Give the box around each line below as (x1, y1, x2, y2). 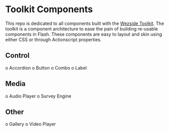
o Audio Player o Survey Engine (5, 93, 71, 99)
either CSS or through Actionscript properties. (5, 37, 102, 43)
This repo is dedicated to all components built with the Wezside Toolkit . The (5, 20, 164, 26)
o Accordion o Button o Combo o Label (5, 64, 87, 71)
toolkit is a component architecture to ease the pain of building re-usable (5, 25, 158, 31)
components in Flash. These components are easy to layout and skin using (5, 31, 162, 37)
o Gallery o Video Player (5, 121, 56, 127)
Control (5, 51, 30, 60)
